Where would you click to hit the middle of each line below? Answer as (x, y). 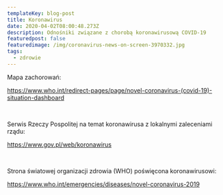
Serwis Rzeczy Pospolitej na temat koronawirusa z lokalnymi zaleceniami (110, 124)
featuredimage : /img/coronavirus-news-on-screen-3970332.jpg (96, 45)
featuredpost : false (37, 39)
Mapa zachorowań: (34, 77)
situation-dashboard (36, 97)
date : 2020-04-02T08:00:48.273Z (53, 26)
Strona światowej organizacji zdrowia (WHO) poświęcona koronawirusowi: (112, 170)
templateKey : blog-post (41, 13)
